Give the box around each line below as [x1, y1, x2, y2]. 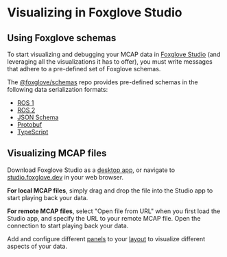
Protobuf [16, 121, 43, 128]
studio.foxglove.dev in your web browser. [7, 173, 124, 181]
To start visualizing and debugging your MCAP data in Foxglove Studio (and [7, 50, 221, 58]
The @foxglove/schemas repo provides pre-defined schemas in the [7, 78, 198, 86]
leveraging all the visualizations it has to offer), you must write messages [7, 58, 213, 66]
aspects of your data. [7, 242, 67, 250]
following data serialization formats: [7, 86, 108, 93]
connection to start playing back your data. [7, 221, 129, 230]
